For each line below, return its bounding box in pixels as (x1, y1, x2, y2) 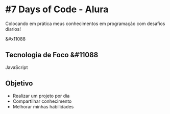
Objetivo (5, 79, 33, 88)
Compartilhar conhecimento (12, 98, 72, 104)
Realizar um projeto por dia (12, 93, 70, 99)
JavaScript (5, 64, 28, 70)
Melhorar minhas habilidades (12, 103, 74, 109)
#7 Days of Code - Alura (5, 4, 109, 15)
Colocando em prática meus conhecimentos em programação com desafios (5, 20, 165, 27)
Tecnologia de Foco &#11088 (5, 51, 99, 59)
